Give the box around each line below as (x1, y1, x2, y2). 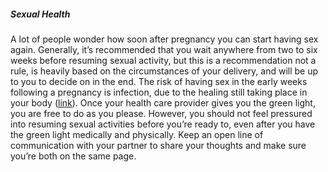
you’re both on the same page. (10, 150, 137, 162)
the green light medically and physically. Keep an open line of (10, 128, 264, 140)
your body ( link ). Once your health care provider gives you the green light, (10, 96, 316, 109)
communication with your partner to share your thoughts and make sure (10, 139, 307, 151)
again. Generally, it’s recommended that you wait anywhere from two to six (10, 43, 318, 55)
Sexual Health (10, 8, 71, 20)
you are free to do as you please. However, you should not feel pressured (10, 107, 313, 119)
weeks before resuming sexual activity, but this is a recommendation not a (10, 54, 317, 66)
